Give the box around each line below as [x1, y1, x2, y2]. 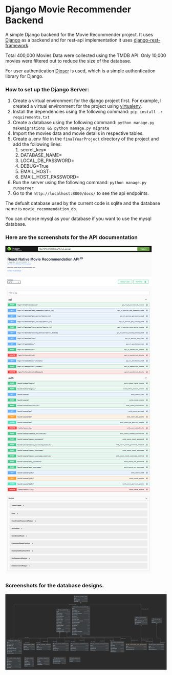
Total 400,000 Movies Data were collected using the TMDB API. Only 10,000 [5, 52, 166, 58]
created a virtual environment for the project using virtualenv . [12, 103, 142, 109]
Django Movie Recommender [5, 4, 132, 15]
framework [5, 42, 29, 48]
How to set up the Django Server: [5, 86, 90, 93]
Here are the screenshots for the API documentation [5, 234, 138, 241]
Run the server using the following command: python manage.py [12, 180, 147, 186]
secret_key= [20, 147, 47, 153]
